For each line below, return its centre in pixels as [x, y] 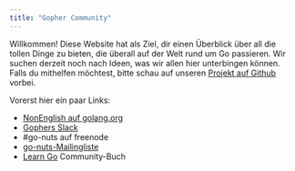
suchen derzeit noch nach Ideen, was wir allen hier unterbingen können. [145, 63]
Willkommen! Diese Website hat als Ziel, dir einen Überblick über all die [142, 44]
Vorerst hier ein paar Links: [60, 100]
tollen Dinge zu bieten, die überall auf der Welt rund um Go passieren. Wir [148, 53]
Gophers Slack [51, 127]
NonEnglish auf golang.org [73, 117]
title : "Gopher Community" [61, 18]
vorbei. [23, 82]
